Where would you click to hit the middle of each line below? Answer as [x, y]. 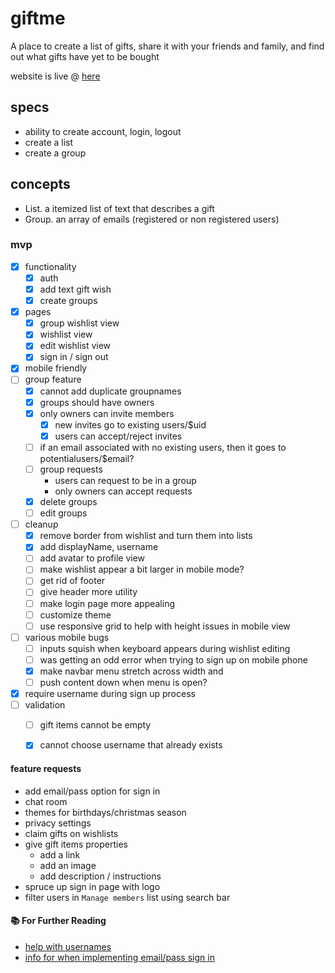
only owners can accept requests [123, 491]
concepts [40, 184]
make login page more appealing [107, 603]
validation [45, 705]
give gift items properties [76, 844]
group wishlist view [79, 323]
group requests [71, 469]
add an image [68, 865]
